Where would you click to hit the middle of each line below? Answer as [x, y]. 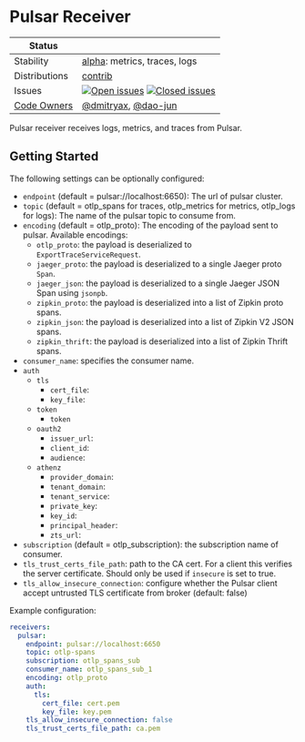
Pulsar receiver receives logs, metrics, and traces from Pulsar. [126, 127]
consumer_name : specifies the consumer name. [108, 361]
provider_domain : [81, 476]
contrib [97, 76]
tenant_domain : [78, 486]
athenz [49, 468]
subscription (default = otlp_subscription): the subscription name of [151, 544]
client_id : [69, 447]
